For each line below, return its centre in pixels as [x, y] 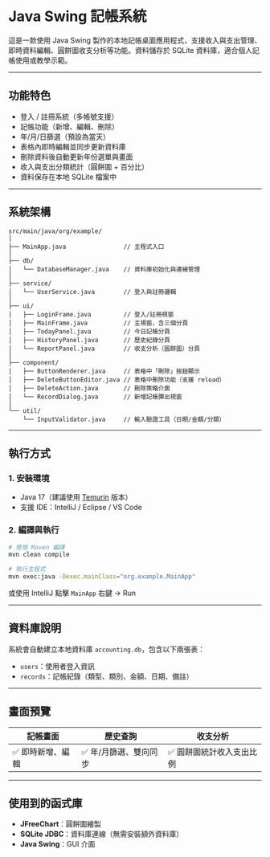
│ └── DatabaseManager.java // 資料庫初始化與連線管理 [104, 269]
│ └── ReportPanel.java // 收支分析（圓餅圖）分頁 [104, 349]
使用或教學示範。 [43, 60]
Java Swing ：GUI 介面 [57, 844]
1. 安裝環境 [29, 478]
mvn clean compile [39, 555]
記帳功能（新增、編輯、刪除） [69, 126]
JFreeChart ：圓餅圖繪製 [61, 824]
